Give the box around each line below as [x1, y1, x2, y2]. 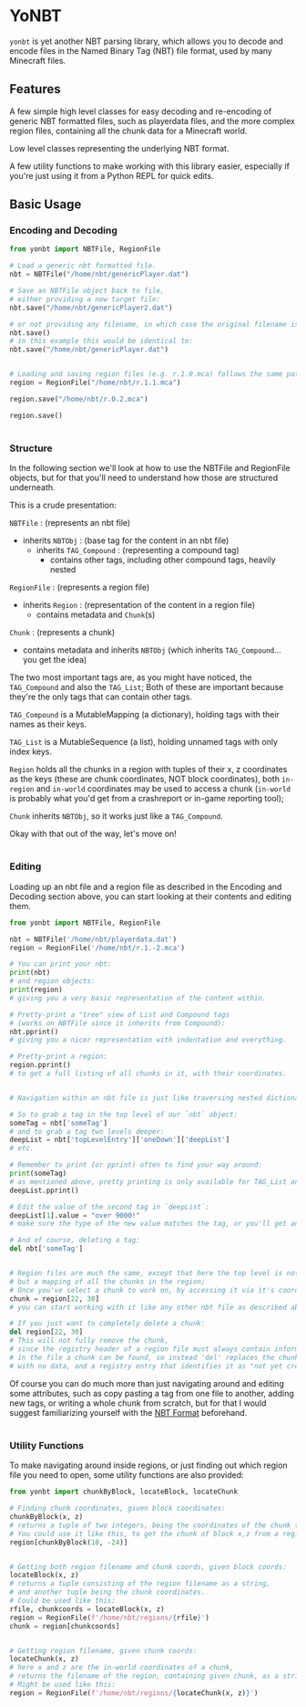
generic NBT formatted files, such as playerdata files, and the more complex [9, 115, 296, 126]
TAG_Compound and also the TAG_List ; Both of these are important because [9, 682, 284, 693]
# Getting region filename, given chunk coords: [9, 1646, 198, 1655]
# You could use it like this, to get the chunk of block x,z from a [9, 1529, 280, 1538]
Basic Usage [9, 197, 82, 213]
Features [9, 81, 61, 97]
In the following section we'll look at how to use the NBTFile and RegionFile [9, 463, 291, 474]
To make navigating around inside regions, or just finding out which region [9, 1460, 289, 1471]
